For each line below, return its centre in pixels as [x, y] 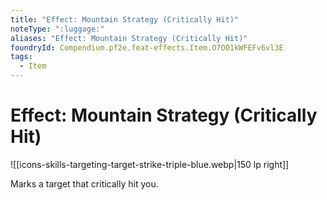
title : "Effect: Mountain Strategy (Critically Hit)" [125, 19]
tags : [21, 57]
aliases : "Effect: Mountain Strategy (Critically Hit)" [129, 38]
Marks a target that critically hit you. [84, 183]
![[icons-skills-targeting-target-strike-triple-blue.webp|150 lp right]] [150, 164]
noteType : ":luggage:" [57, 29]
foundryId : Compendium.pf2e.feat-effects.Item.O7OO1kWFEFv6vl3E [147, 47]
